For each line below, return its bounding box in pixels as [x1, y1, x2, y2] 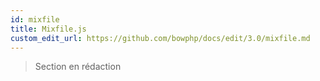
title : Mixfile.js [10, 24, 87, 34]
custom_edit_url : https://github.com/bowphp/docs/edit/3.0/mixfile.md [10, 33, 311, 43]
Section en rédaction [34, 61, 122, 73]
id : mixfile [10, 14, 60, 25]
